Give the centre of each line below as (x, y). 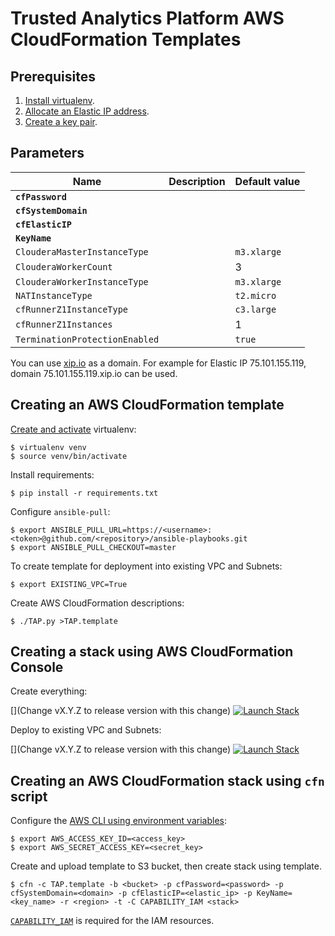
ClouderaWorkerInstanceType (82, 281)
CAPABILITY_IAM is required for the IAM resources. (112, 921)
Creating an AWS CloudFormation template (147, 405)
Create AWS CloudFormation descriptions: (97, 603)
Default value (267, 181)
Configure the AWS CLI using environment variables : (118, 821)
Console (37, 667)
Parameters (47, 153)
